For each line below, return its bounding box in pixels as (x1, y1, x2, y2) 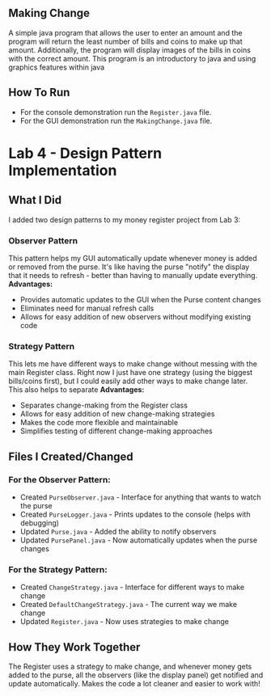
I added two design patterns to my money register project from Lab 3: (8, 214, 241, 225)
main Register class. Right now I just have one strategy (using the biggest (8, 368, 253, 378)
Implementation (8, 161, 117, 179)
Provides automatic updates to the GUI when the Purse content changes (19, 294, 261, 304)
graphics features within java (8, 62, 105, 72)
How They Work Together (8, 640, 141, 654)
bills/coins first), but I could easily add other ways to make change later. (8, 376, 248, 386)
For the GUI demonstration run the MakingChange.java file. (19, 116, 213, 125)
